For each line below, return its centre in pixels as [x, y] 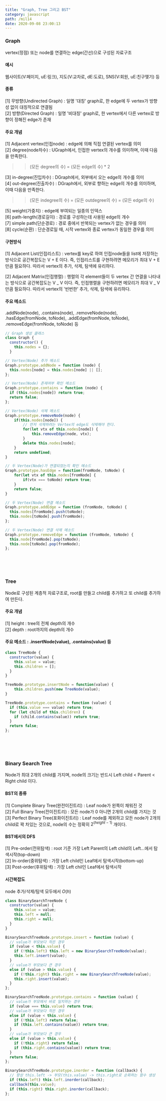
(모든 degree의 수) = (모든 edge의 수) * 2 [70, 167]
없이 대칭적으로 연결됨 [31, 107]
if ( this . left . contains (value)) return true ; [62, 1025]
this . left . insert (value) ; [41, 956]
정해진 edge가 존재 [33, 119]
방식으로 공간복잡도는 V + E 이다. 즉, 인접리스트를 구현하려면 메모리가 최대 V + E [83, 260]
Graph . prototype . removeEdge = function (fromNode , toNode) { [69, 535]
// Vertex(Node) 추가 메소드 [33, 360]
